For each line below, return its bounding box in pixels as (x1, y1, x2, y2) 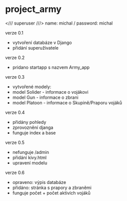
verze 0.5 (5, 139, 25, 145)
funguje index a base (12, 129, 56, 136)
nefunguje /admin (12, 149, 49, 155)
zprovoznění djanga (12, 124, 53, 130)
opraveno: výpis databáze (12, 179, 66, 185)
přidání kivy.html (12, 154, 46, 160)
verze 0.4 (5, 109, 25, 115)
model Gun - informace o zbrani (12, 94, 78, 100)
